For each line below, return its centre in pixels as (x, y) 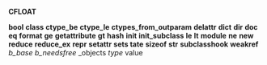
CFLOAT (22, 12)
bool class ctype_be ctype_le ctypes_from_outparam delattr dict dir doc (133, 27)
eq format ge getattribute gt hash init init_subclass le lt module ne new (131, 36)
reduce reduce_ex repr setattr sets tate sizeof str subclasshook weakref (133, 44)
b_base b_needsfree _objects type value (76, 53)
